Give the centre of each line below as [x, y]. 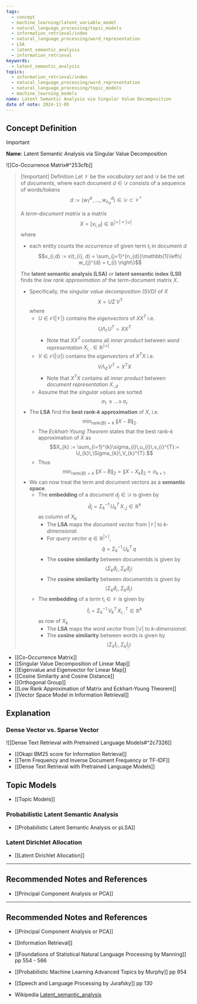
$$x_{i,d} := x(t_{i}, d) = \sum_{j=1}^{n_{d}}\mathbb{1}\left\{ [110, 256]
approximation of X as [64, 438]
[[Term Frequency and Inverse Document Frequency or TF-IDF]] [92, 760]
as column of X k [57, 518]
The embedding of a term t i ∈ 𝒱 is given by [91, 599]
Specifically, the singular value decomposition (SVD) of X [98, 292]
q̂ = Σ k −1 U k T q [119, 549]
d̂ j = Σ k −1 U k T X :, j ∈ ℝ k [115, 506]
